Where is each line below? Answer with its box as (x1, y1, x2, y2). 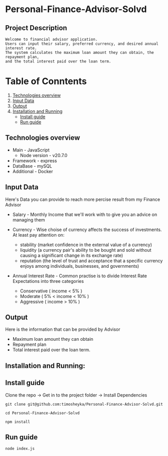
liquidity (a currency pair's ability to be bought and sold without (20, 247, 152, 253)
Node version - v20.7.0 (20, 152, 68, 158)
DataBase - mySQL (12, 163, 52, 169)
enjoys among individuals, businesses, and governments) (20, 263, 139, 269)
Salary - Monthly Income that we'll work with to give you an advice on (12, 211, 157, 217)
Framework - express (12, 158, 57, 164)
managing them (12, 216, 45, 222)
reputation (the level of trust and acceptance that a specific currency (20, 258, 163, 264)
